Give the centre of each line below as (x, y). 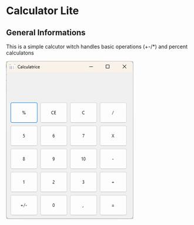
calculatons (20, 53)
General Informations (46, 33)
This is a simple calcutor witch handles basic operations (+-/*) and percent (97, 46)
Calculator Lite (43, 11)
